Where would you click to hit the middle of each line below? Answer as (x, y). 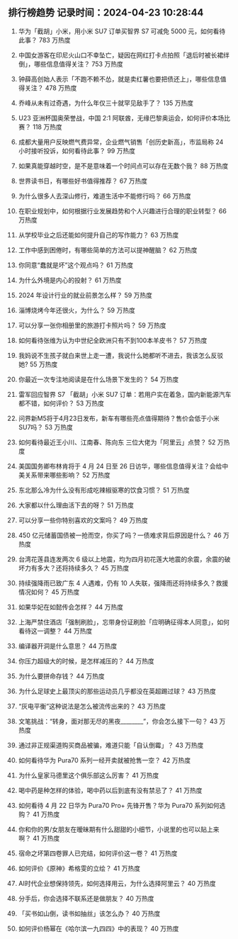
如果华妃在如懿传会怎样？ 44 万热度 (70, 607)
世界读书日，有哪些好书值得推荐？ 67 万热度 (83, 181)
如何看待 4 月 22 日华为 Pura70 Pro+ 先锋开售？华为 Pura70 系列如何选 (122, 805)
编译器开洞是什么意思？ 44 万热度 (68, 646)
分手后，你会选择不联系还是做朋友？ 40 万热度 (86, 898)
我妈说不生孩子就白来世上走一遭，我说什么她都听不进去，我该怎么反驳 (121, 355)
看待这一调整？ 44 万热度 (55, 631)
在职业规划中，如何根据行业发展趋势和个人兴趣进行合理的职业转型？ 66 (123, 210)
